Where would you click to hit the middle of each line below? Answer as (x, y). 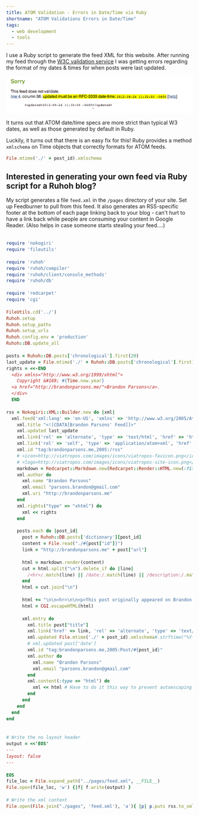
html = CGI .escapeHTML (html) (58, 606)
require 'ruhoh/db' (30, 281)
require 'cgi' (24, 300)
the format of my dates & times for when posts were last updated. (86, 68)
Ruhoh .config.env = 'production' (47, 337)
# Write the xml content (37, 800)
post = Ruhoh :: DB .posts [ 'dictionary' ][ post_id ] (82, 537)
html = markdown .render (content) (63, 562)
